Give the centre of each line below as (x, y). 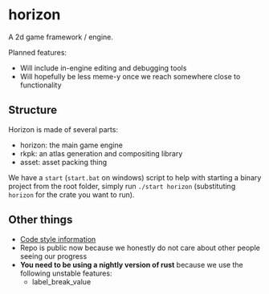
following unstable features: (66, 273)
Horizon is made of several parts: (63, 129)
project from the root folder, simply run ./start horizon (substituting (122, 186)
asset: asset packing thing (63, 162)
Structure (33, 110)
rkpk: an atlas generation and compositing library (101, 153)
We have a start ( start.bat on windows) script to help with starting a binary (135, 177)
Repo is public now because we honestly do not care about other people (140, 248)
